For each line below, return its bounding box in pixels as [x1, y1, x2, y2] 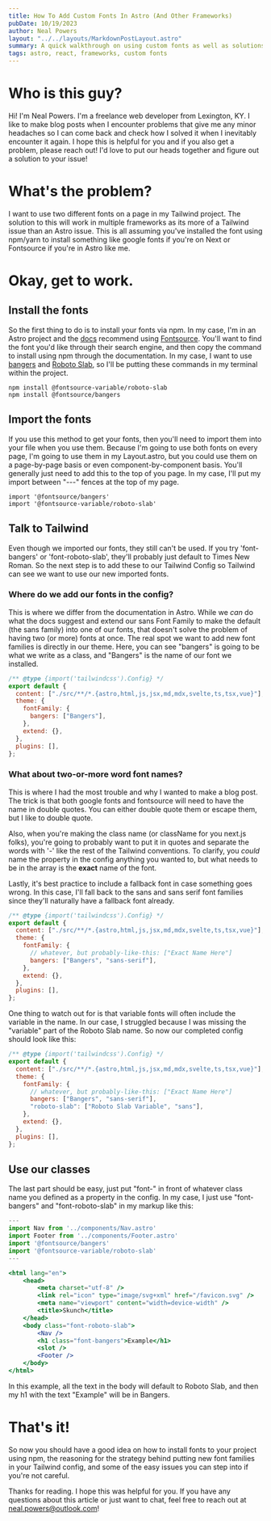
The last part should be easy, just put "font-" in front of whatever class [8, 1184, 244, 1194]
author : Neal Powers [8, 27, 78, 35]
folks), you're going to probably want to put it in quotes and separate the [8, 837, 250, 847]
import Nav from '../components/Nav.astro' [8, 1224, 157, 1232]
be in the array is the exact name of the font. [8, 862, 157, 873]
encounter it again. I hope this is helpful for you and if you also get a [8, 137, 235, 146]
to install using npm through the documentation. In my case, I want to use [8, 351, 252, 360]
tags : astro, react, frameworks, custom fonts [8, 49, 168, 57]
